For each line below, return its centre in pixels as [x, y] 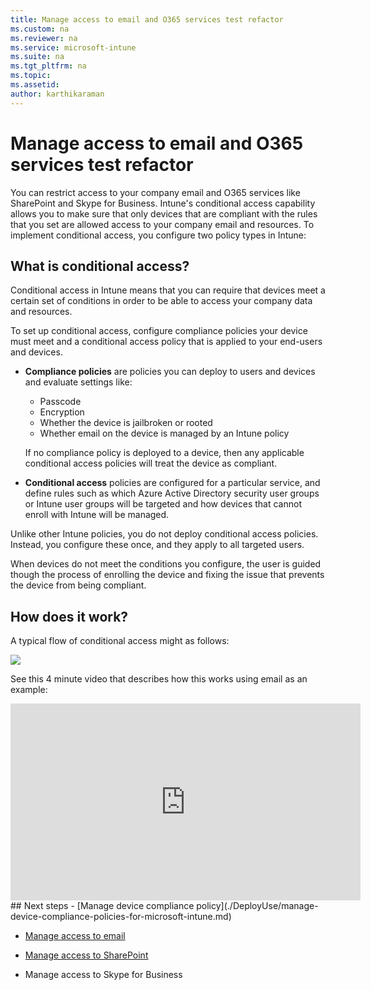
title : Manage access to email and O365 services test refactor [147, 19]
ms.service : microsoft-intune [73, 47]
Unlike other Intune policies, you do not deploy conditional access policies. [164, 534]
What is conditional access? [100, 266]
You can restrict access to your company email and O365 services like [155, 192]
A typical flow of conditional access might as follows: [120, 641]
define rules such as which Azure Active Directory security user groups [172, 493]
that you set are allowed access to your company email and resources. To [162, 224]
